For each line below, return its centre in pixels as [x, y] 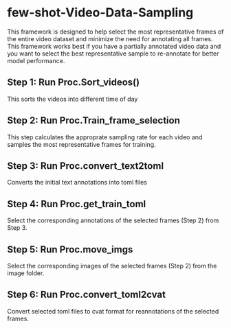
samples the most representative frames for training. [81, 144]
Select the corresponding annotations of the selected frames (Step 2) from [113, 220]
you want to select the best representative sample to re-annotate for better [113, 54]
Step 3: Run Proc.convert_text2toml [85, 166]
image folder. [26, 273]
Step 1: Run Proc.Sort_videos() [73, 83]
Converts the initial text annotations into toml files [77, 183]
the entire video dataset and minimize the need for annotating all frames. [110, 38]
